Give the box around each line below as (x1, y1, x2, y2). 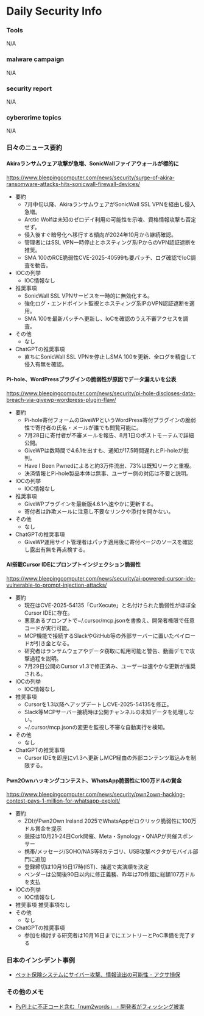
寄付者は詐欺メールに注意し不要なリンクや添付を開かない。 (24, 507, 174, 515)
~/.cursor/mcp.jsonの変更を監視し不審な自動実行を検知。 (24, 723, 169, 731)
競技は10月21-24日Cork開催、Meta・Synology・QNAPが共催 (24, 832, 178, 840)
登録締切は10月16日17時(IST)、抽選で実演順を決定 (24, 863, 149, 870)
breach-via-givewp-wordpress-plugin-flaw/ (6, 396, 117, 403)
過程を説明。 (29, 654, 62, 662)
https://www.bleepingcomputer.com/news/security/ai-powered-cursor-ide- (6, 574, 196, 582)
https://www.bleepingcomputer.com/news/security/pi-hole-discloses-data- (6, 389, 196, 397)
